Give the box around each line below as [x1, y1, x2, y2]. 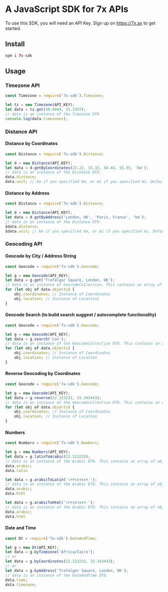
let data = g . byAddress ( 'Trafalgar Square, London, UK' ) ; [5, 568, 128, 573]
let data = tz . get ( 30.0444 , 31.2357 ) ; [5, 107, 86, 112]
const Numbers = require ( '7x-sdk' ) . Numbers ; [5, 440, 99, 445]
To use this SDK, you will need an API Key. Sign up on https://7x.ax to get [5, 20, 156, 26]
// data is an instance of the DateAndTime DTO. [5, 572, 108, 578]
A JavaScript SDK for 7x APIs [5, 3, 128, 15]
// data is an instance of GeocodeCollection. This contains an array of [5, 282, 162, 287]
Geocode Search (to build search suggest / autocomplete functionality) [5, 311, 156, 318]
